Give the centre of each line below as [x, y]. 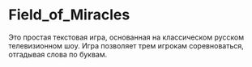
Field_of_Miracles [69, 15]
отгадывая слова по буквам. [58, 54]
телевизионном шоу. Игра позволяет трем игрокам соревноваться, [126, 45]
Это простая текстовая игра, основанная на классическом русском [126, 37]
